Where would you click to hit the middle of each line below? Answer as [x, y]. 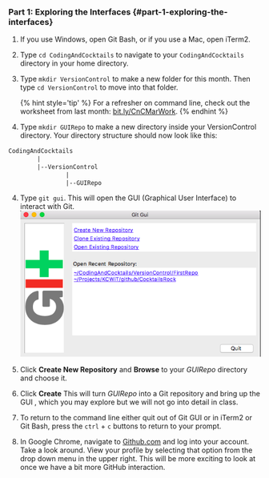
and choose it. [43, 378]
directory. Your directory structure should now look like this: [118, 135]
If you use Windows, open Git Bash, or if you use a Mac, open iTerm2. [135, 39]
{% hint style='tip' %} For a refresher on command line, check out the [135, 103]
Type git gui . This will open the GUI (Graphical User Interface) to [128, 198]
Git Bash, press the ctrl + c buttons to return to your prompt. [120, 426]
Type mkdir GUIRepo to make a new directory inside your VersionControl [138, 127]
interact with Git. [47, 207]
